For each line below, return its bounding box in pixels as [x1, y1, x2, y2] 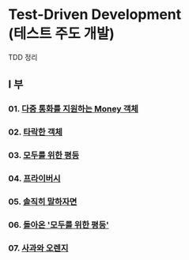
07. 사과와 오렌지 [8, 243, 69, 254]
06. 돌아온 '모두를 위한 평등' [8, 219, 109, 230]
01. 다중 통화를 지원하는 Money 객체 [8, 104, 138, 115]
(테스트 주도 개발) [8, 25, 115, 43]
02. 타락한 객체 [8, 126, 63, 138]
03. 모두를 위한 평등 [8, 150, 80, 161]
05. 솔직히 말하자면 [8, 196, 77, 207]
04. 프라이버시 [8, 173, 61, 184]
